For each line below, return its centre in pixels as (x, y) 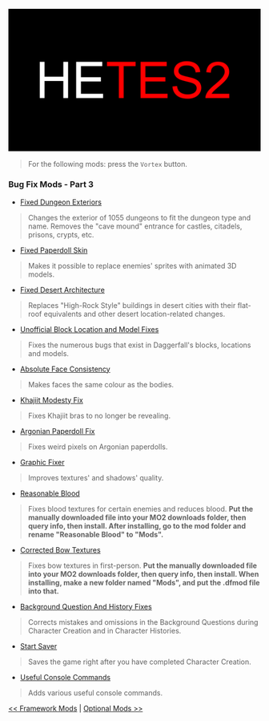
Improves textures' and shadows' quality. (96, 477)
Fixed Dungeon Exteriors (61, 202)
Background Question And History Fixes (86, 606)
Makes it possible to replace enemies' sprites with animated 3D (132, 265)
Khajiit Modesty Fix (52, 400)
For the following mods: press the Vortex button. (108, 164)
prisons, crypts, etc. (61, 234)
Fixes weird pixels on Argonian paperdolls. (98, 447)
